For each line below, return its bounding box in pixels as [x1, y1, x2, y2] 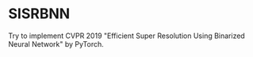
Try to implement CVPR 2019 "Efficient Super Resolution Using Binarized [8, 31, 246, 40]
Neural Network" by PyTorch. [8, 39, 105, 48]
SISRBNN [8, 5, 71, 23]
